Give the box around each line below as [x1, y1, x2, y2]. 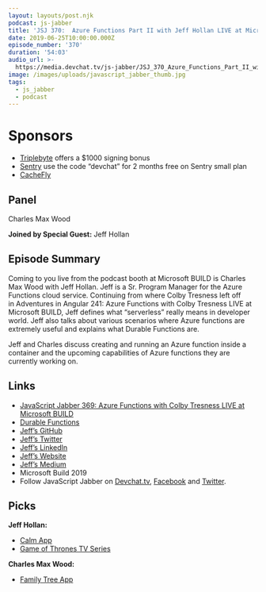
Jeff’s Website [19, 451, 66, 460]
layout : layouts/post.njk [8, 11, 93, 20]
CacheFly [19, 170, 51, 179]
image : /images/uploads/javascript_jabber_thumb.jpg [8, 71, 186, 79]
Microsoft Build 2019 [19, 467, 87, 477]
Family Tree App [19, 575, 74, 584]
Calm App [19, 536, 53, 545]
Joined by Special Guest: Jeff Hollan [8, 229, 130, 239]
